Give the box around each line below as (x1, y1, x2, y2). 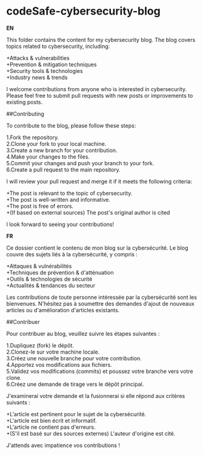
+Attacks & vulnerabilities (6, 54, 70, 61)
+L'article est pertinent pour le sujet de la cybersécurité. (6, 410, 147, 417)
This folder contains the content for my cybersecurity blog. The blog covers (6, 36, 196, 43)
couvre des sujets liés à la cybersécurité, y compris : (6, 250, 138, 258)
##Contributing (6, 110, 44, 117)
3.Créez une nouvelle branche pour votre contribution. (6, 354, 142, 362)
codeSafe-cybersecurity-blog (6, 4, 161, 18)
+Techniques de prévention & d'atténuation (6, 269, 114, 276)
